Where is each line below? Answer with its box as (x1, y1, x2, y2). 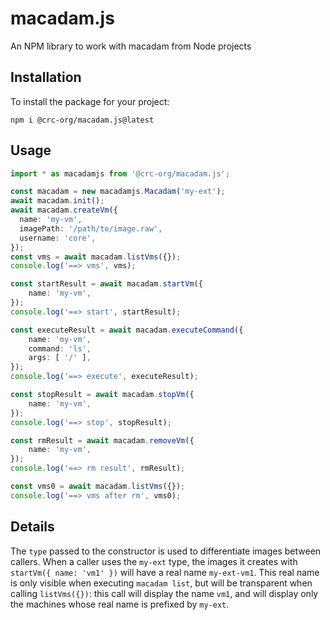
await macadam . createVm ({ (10, 205, 118, 216)
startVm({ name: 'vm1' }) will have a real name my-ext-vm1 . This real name (10, 566, 320, 578)
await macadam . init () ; (10, 196, 105, 206)
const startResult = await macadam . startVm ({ (10, 279, 203, 289)
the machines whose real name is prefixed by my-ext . (10, 598, 230, 610)
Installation (10, 69, 82, 86)
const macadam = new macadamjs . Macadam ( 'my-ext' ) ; (10, 187, 226, 197)
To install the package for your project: (10, 95, 170, 107)
